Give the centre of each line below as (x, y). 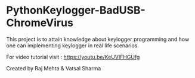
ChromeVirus (40, 23)
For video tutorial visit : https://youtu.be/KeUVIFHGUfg (73, 57)
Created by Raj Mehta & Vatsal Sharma (54, 68)
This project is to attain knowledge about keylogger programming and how (98, 39)
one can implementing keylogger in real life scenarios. (72, 45)
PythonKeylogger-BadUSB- (76, 10)
